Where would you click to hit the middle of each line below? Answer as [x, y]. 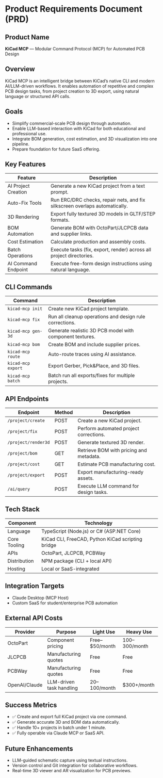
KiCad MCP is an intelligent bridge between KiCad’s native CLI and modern [80, 81]
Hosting [16, 568]
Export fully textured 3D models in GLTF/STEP [103, 214]
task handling [63, 688]
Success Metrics [31, 705]
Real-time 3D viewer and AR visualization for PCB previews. [72, 771]
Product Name [27, 37]
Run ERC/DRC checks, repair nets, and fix [98, 200]
